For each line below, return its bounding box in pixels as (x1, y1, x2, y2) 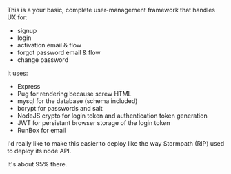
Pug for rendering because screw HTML (17, 89, 132, 98)
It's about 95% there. (7, 160, 68, 168)
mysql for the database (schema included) (17, 97, 138, 105)
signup (17, 27, 37, 34)
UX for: (7, 13, 28, 21)
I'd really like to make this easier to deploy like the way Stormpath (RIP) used (7, 140, 225, 147)
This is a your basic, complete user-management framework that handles (7, 6, 216, 14)
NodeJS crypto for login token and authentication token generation (17, 111, 208, 120)
